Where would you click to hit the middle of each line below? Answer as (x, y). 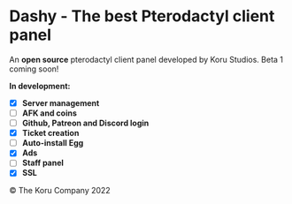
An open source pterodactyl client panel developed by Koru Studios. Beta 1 (146, 59)
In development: (40, 86)
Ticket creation (50, 133)
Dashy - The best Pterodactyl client (142, 16)
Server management (61, 102)
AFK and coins (49, 113)
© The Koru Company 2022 (60, 191)
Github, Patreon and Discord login (85, 123)
